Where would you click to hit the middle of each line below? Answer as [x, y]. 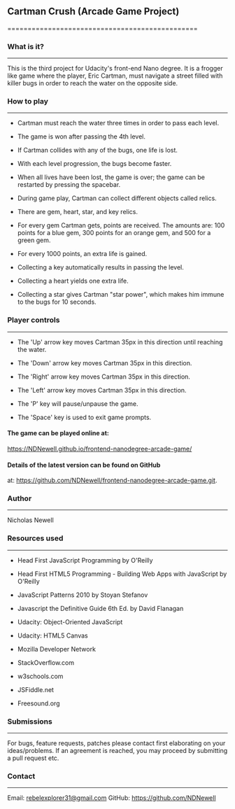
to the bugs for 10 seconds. [57, 302]
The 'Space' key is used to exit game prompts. [84, 417]
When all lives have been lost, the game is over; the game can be [111, 177]
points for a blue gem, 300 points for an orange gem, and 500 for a [114, 233]
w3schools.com [40, 676]
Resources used [35, 538]
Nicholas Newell [30, 520]
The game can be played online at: [58, 433]
